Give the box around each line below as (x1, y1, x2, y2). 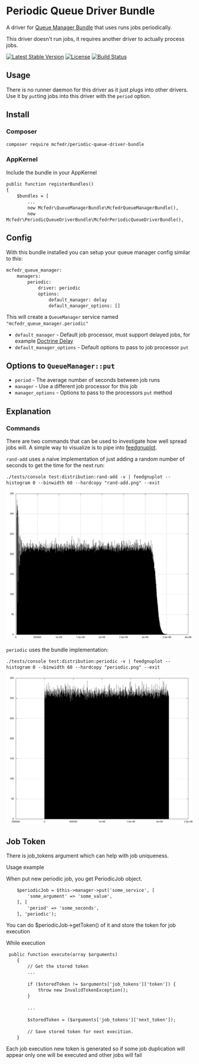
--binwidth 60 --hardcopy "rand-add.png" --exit (37, 480, 161, 486)
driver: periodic (37, 285, 81, 291)
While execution (6, 939, 46, 946)
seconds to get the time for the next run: (6, 462, 105, 469)
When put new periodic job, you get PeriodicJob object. (6, 875, 143, 882)
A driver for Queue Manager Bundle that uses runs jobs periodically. (6, 24, 172, 31)
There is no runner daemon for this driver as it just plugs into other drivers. (6, 86, 188, 93)
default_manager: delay (48, 297, 108, 303)
